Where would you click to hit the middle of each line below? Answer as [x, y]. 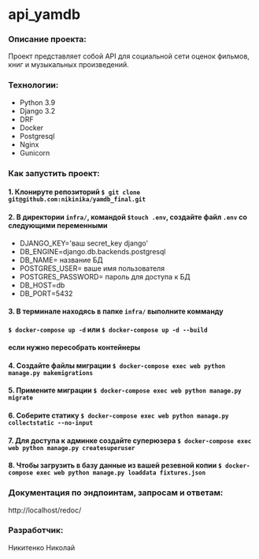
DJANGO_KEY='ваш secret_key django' [84, 243]
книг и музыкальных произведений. [69, 65]
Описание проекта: [47, 39]
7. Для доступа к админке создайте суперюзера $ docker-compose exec [130, 441]
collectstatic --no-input [50, 423]
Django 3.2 [37, 111]
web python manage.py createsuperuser [72, 448]
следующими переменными [58, 225]
